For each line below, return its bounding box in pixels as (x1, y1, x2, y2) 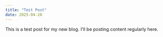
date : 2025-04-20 (5, 12, 43, 17)
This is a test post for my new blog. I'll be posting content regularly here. (5, 26, 158, 32)
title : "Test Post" (5, 7, 47, 13)
